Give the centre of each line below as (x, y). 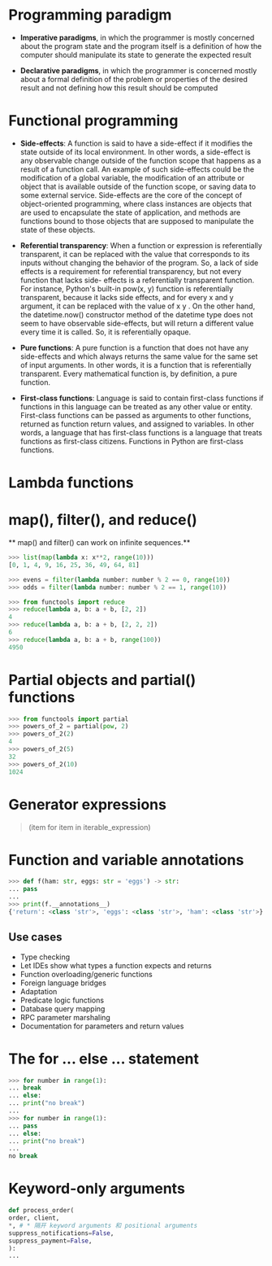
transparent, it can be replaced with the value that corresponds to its (135, 254)
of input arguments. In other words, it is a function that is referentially (136, 365)
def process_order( (41, 1211)
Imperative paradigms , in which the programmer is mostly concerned (137, 37)
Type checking (45, 957)
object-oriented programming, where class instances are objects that (136, 203)
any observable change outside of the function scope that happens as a (140, 160)
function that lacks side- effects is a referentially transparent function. (137, 280)
